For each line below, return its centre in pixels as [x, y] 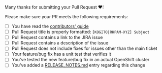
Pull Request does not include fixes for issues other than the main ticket [84, 48]
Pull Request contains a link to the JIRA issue [57, 37]
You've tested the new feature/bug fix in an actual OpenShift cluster [81, 60]
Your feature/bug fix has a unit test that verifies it [61, 54]
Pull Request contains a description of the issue [60, 43]
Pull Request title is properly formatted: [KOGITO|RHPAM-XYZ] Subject [81, 32]
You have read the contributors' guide [50, 26]
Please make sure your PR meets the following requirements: [66, 17]
